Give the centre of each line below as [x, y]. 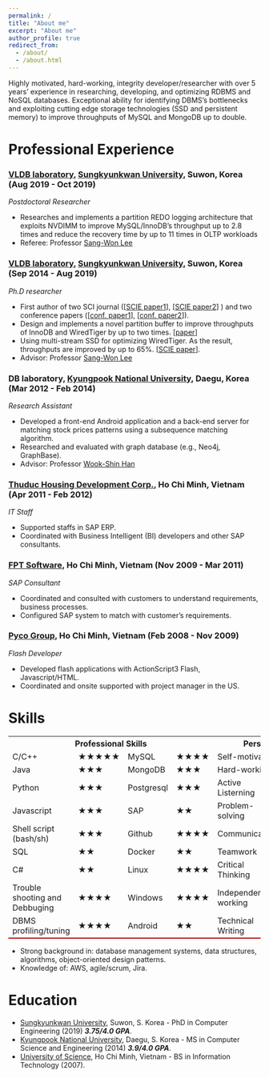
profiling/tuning [41, 931]
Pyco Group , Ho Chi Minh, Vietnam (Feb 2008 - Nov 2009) [124, 635]
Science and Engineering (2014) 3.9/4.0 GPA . [96, 1048]
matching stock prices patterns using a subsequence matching [124, 430]
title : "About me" [39, 23]
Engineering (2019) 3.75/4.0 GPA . [76, 1031]
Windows [145, 897]
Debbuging [33, 908]
